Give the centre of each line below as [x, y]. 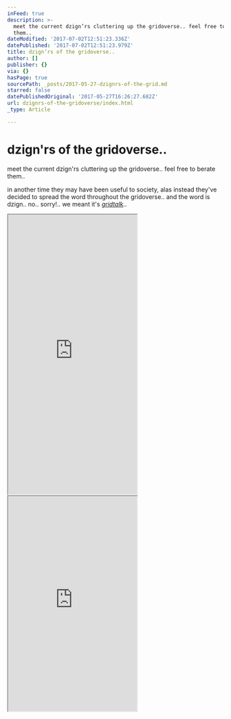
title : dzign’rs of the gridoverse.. [61, 52]
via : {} [18, 71]
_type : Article [29, 110]
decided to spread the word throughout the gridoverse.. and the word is [109, 196]
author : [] [23, 59]
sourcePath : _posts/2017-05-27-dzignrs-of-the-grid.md [87, 84]
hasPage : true [27, 77]
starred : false [29, 90]
